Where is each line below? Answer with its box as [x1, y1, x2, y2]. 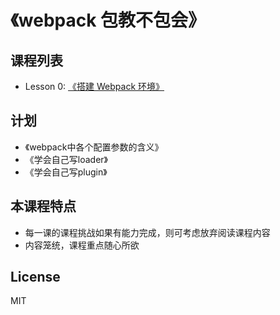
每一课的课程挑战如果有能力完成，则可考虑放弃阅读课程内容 [24, 226, 271, 238]
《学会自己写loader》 [24, 153, 108, 165]
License [10, 269, 61, 286]
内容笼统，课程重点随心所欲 [24, 239, 140, 251]
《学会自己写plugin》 [24, 166, 108, 178]
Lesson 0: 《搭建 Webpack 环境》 [24, 81, 165, 92]
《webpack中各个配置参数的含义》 [24, 141, 164, 153]
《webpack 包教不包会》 [10, 9, 207, 32]
